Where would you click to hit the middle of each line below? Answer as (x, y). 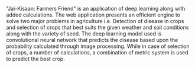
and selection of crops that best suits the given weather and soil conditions (97, 27)
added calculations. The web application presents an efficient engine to (93, 15)
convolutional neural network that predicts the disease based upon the (92, 40)
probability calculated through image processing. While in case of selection (98, 46)
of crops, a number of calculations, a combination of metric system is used (97, 52)
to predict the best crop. (35, 59)
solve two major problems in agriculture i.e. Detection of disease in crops (95, 21)
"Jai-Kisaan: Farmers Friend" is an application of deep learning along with (96, 9)
